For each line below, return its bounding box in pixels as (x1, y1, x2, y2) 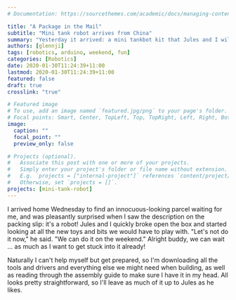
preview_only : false (13, 140, 74, 148)
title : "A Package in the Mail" (7, 22, 102, 30)
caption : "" (13, 127, 49, 134)
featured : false (7, 75, 55, 82)
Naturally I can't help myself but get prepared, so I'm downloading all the (7, 256, 218, 264)
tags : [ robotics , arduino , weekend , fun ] (7, 49, 131, 56)
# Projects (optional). (7, 152, 77, 160)
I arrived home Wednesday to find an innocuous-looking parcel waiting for (7, 204, 223, 213)
